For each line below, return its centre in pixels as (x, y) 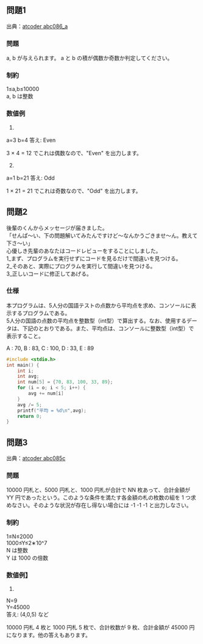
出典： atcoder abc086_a (37, 26)
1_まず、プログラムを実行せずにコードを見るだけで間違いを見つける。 (94, 258)
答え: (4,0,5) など (27, 615)
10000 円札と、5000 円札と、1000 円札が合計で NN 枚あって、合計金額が (98, 490)
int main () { (23, 365)
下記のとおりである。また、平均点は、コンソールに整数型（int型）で (108, 328)
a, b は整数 (20, 97)
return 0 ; (30, 416)
